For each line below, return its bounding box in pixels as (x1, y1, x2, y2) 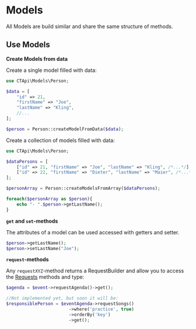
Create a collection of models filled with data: (6, 137, 115, 144)
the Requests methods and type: (6, 273, 85, 280)
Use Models (6, 40, 51, 50)
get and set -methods (6, 217, 58, 224)
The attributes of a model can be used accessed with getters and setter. (6, 228, 180, 236)
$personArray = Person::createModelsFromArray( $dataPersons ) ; (6, 185, 160, 192)
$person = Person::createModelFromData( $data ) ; (6, 126, 124, 132)
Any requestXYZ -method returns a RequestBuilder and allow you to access (6, 267, 184, 275)
